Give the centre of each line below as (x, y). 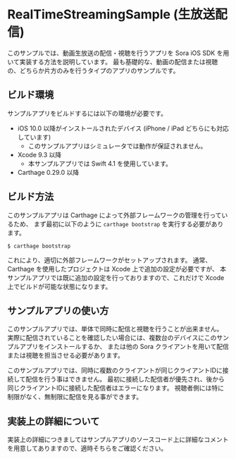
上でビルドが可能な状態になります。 (60, 286)
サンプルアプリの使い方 (58, 311)
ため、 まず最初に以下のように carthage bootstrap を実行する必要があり (118, 224)
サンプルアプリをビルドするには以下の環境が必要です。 (87, 113)
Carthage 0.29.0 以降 (48, 172)
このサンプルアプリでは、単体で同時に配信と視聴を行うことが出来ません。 (115, 329)
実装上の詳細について (54, 421)
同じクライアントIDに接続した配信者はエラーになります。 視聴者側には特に (116, 388)
